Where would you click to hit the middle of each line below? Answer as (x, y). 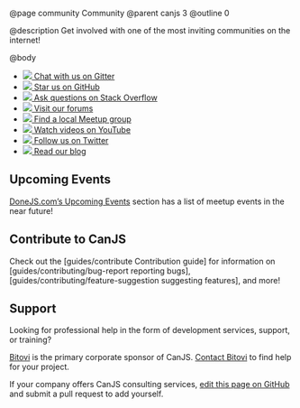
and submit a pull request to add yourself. (86, 394)
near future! (32, 210)
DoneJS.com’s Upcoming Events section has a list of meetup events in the (147, 201)
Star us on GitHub (67, 87)
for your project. (40, 367)
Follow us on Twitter (71, 140)
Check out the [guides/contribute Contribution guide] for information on (142, 261)
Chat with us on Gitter (74, 76)
